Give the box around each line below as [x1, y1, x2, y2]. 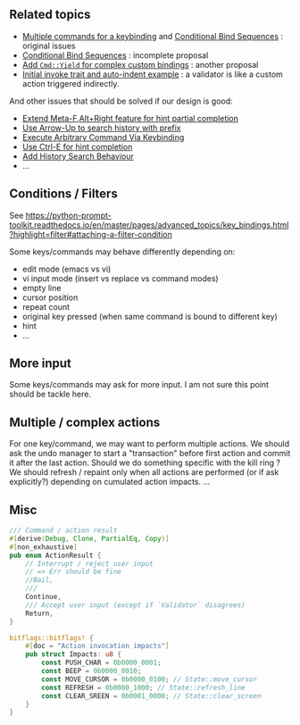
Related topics [9, 7, 91, 22]
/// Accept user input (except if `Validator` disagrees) [25, 600, 246, 610]
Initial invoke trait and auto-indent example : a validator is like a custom [21, 69, 284, 79]
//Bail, [25, 576, 54, 585]
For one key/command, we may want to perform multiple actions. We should [9, 438, 290, 449]
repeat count [21, 301, 70, 312]
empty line [21, 282, 62, 293]
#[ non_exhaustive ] [9, 542, 78, 552]
